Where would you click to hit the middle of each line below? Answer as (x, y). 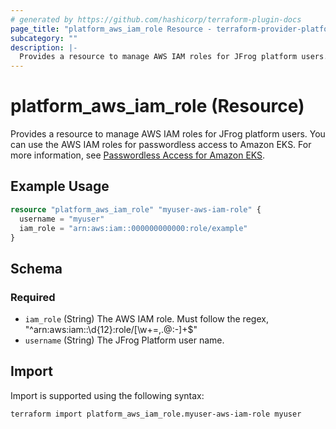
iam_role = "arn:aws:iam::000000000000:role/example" (133, 228)
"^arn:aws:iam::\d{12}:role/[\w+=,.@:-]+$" (111, 330)
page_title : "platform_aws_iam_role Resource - (111, 29)
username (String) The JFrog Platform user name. (124, 340)
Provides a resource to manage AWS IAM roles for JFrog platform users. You (168, 134)
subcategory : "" (44, 38)
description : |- (44, 47)
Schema (36, 268)
